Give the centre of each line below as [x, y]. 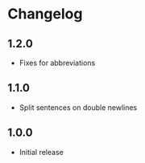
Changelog [45, 14]
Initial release [41, 152]
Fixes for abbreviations [57, 63]
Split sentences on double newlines [78, 107]
